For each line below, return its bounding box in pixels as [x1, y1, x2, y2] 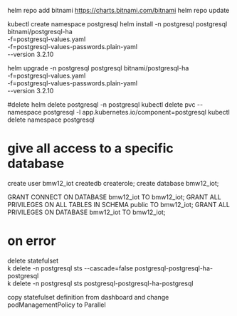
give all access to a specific [7, 140, 174, 157]
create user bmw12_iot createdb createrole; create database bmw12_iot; [7, 179, 219, 187]
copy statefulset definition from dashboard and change [7, 293, 169, 301]
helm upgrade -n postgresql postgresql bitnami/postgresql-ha [7, 64, 189, 72]
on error [7, 233, 56, 249]
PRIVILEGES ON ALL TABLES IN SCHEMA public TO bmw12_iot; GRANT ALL [7, 200, 230, 209]
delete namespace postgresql [7, 115, 95, 124]
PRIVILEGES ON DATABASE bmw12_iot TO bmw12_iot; [7, 208, 166, 216]
